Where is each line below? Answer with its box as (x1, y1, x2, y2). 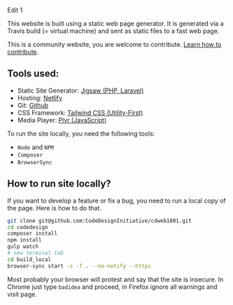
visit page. (7, 290, 37, 298)
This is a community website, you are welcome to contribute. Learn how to (7, 40, 222, 48)
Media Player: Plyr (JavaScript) (17, 116, 107, 124)
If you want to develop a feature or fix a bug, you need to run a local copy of (7, 196, 226, 205)
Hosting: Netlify (17, 93, 63, 102)
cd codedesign (7, 224, 49, 230)
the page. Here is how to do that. (7, 203, 102, 212)
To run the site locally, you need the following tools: (7, 129, 156, 138)
